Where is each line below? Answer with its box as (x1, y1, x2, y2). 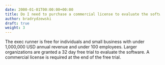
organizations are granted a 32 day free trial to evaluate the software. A (5, 49, 150, 55)
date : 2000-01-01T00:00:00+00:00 (5, 7, 74, 12)
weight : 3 (5, 25, 26, 30)
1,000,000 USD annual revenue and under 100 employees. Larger (5, 44, 137, 50)
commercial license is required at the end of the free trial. (5, 54, 121, 60)
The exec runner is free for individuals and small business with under (5, 39, 145, 44)
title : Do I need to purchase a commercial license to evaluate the (5, 12, 148, 17)
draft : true (5, 21, 29, 26)
